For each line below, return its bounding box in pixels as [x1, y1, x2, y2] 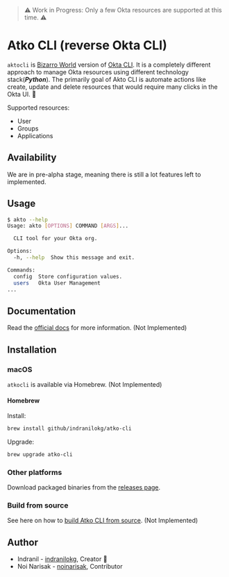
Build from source [7, 501, 69, 510]
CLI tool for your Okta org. [13, 235, 98, 242]
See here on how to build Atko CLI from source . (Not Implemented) [7, 517, 198, 525]
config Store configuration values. [13, 273, 123, 280]
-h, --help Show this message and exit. [13, 254, 135, 261]
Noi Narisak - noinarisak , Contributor [17, 562, 123, 571]
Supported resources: [7, 103, 70, 112]
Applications [17, 131, 53, 140]
